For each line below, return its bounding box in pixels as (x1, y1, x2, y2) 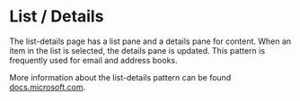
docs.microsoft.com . (9, 81, 86, 92)
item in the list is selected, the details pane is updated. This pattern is (9, 45, 266, 55)
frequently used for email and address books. (9, 55, 178, 65)
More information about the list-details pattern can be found (9, 72, 232, 82)
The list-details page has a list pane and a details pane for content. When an (9, 36, 292, 46)
